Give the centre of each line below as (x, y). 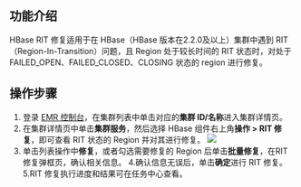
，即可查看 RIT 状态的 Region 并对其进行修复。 (118, 139)
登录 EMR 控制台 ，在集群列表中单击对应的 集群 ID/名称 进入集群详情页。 (155, 117)
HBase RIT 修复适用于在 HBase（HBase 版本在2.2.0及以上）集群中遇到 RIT (149, 40)
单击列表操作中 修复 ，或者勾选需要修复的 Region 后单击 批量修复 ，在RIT (155, 151)
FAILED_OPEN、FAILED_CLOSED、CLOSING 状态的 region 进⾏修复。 (138, 62)
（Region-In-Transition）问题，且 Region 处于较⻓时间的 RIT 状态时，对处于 (150, 51)
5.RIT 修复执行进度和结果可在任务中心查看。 (105, 173)
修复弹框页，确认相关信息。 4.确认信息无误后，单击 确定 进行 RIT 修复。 (155, 162)
